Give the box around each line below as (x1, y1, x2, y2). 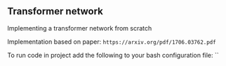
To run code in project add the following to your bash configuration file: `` (7, 51, 219, 59)
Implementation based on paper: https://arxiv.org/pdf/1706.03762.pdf (7, 38, 216, 46)
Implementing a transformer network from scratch (7, 24, 152, 32)
